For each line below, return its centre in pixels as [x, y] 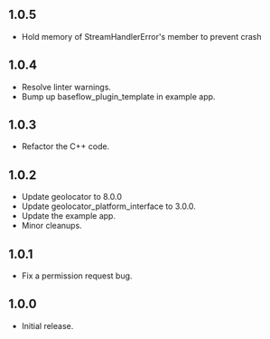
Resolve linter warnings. [66, 87]
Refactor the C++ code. [65, 146]
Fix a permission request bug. [77, 276]
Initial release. [47, 325]
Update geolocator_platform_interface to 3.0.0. [108, 206]
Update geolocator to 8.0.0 [72, 197]
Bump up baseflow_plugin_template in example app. [118, 96]
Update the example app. [69, 216]
